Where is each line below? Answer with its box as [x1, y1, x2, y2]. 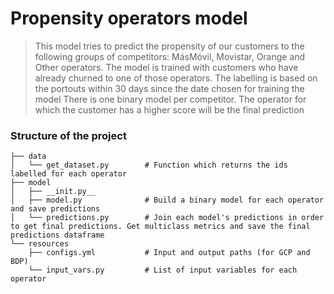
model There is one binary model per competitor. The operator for [34, 93, 307, 105]
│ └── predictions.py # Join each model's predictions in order [10, 213, 325, 223]
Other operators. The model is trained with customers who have [34, 61, 299, 73]
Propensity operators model [10, 7, 248, 30]
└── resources [10, 239, 70, 249]
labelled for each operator [10, 169, 128, 179]
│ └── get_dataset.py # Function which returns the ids [10, 160, 288, 171]
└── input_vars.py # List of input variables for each [28, 265, 298, 276]
